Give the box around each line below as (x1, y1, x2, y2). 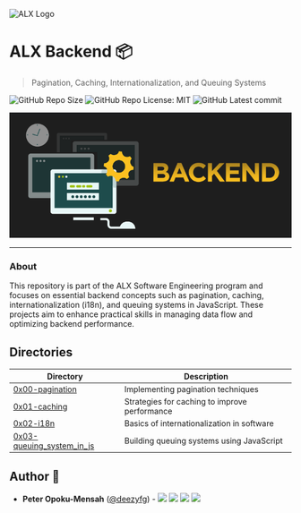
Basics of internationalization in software (124, 418, 275, 429)
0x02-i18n (13, 418, 56, 429)
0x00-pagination (13, 383, 78, 394)
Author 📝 (9, 468, 60, 483)
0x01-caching (13, 401, 68, 412)
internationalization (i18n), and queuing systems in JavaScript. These (9, 300, 264, 311)
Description (183, 371, 228, 381)
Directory (47, 371, 83, 381)
